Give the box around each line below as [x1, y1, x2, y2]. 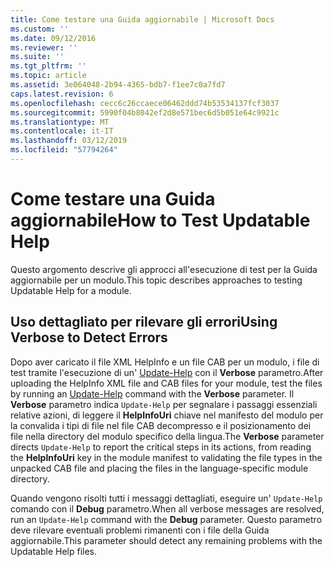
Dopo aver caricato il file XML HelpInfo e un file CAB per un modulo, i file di [10, 356, 320, 368]
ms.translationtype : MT [10, 117, 110, 127]
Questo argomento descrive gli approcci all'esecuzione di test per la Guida [10, 263, 318, 275]
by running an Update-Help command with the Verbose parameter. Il [10, 387, 295, 400]
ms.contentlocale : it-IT [10, 126, 114, 136]
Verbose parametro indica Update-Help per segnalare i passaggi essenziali [10, 398, 318, 410]
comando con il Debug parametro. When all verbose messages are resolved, [10, 502, 325, 515]
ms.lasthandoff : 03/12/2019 [10, 136, 128, 146]
